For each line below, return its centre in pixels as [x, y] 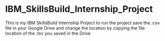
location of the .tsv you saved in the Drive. [49, 33]
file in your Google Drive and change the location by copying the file [75, 28]
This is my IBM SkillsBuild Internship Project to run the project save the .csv [83, 23]
